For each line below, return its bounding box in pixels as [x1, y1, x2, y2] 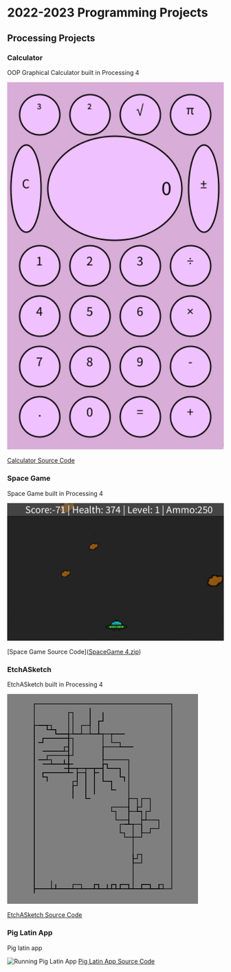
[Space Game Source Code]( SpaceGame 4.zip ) [7, 648, 142, 656]
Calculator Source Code [7, 456, 76, 465]
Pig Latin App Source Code [78, 957, 155, 965]
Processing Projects [7, 32, 96, 44]
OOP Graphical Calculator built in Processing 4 [7, 68, 140, 76]
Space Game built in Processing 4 [7, 489, 103, 497]
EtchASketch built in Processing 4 [7, 680, 103, 689]
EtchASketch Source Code [7, 911, 82, 919]
